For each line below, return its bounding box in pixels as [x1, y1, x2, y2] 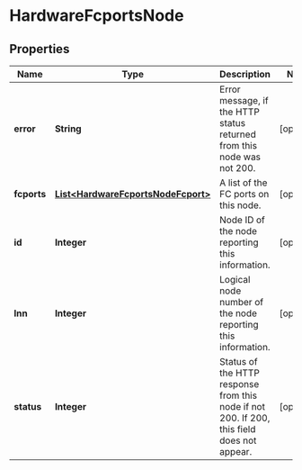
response [219, 378, 260, 390]
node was [219, 150, 262, 163]
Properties [9, 41, 70, 57]
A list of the [219, 176, 268, 189]
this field [219, 423, 256, 435]
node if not [219, 401, 265, 412]
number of [219, 296, 263, 308]
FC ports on [219, 188, 270, 200]
